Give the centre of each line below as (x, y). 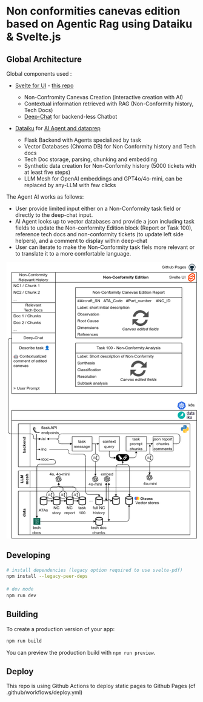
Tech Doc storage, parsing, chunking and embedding (91, 159)
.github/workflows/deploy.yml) (45, 692)
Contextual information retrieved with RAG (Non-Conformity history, (109, 104)
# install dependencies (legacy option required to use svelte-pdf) (95, 570)
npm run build (24, 641)
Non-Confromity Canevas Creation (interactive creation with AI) (104, 97)
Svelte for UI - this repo (44, 85)
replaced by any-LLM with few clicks (70, 185)
